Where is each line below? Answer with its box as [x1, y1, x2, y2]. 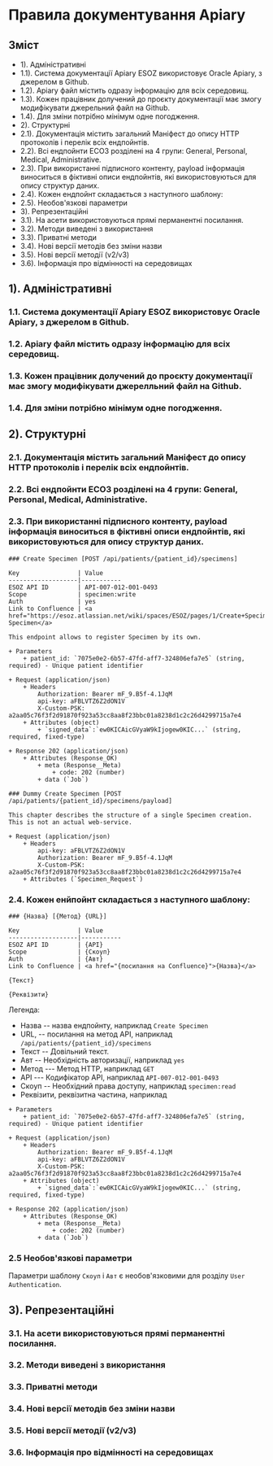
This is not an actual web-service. [8, 818, 132, 827]
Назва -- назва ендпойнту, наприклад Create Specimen [19, 1020, 209, 1030]
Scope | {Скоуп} [8, 948, 111, 956]
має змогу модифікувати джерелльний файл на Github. [8, 381, 242, 392]
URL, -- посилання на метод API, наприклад [19, 1029, 173, 1039]
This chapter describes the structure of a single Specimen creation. [8, 811, 253, 819]
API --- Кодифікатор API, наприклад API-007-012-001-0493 [19, 1072, 219, 1082]
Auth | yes [8, 597, 96, 605]
